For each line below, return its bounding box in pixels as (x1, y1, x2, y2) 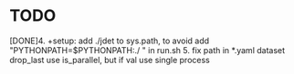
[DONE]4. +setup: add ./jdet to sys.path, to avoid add (9, 35, 210, 46)
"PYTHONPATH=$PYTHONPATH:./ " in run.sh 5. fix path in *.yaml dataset (9, 44, 286, 55)
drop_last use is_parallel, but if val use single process (9, 54, 210, 65)
